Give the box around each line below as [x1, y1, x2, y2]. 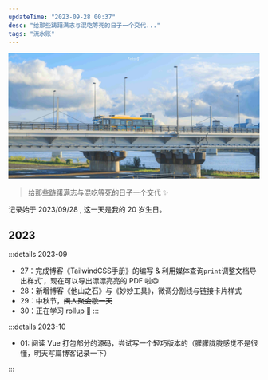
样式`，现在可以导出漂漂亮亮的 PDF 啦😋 [26, 276, 160, 286]
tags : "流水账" [8, 30, 55, 38]
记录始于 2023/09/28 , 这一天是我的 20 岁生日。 [8, 204, 167, 215]
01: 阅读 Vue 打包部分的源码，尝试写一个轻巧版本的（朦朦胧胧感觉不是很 [19, 338, 258, 348]
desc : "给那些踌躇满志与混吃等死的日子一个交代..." [8, 21, 161, 30]
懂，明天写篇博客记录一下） [19, 348, 112, 358]
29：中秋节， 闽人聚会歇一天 [19, 296, 113, 306]
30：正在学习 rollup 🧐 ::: [19, 306, 100, 315]
